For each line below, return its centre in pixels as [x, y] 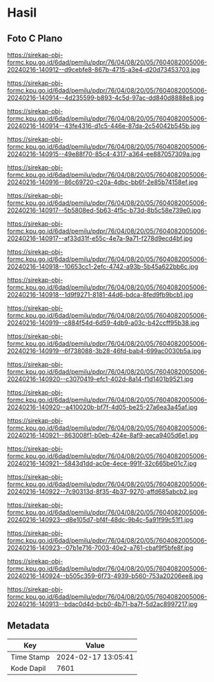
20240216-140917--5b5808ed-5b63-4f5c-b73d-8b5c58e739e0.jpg [104, 210]
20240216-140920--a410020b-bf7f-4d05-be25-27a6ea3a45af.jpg [103, 407]
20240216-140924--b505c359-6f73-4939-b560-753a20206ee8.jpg [105, 576]
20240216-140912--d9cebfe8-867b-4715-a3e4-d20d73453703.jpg [104, 70]
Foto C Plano [35, 38]
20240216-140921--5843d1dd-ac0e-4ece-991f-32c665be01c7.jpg [102, 463]
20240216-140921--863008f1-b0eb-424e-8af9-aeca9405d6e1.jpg [103, 435]
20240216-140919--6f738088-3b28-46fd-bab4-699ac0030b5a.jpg [104, 351]
